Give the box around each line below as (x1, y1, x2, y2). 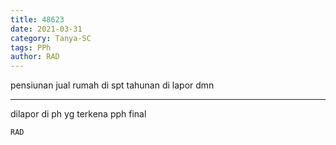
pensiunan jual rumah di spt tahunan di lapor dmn (10, 79, 215, 91)
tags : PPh (10, 42, 52, 53)
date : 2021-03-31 (10, 24, 83, 34)
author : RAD (10, 52, 60, 62)
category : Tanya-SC (10, 33, 92, 43)
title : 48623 (10, 14, 65, 25)
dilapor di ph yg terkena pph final (10, 108, 147, 120)
